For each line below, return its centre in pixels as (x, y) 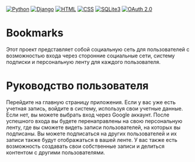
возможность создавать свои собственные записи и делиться (85, 146)
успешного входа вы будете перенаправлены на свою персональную (94, 121)
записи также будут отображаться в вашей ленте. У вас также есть (92, 140)
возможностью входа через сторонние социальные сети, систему (91, 56)
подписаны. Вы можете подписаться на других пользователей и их (92, 134)
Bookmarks (35, 33)
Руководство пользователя (77, 86)
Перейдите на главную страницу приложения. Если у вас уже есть (91, 102)
